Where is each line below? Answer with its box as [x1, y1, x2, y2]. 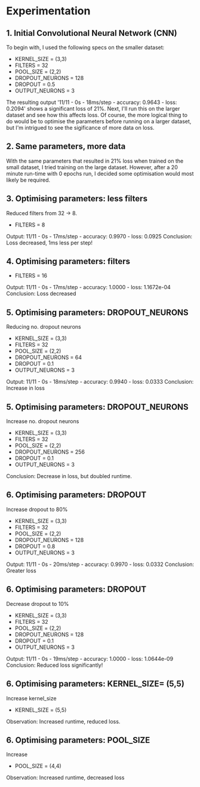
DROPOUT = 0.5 [14, 81, 56, 88]
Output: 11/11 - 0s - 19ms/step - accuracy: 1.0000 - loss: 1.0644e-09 [6, 655, 174, 662]
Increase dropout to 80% [6, 506, 68, 513]
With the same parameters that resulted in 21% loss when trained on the [6, 157, 184, 164]
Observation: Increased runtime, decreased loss [6, 774, 125, 781]
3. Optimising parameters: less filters [6, 194, 148, 204]
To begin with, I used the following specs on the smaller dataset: [6, 44, 165, 51]
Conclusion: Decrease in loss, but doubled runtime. [6, 473, 133, 480]
